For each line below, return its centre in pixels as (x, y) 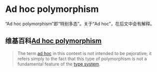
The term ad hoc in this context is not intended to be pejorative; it (84, 53)
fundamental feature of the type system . (59, 64)
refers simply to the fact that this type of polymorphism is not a (82, 58)
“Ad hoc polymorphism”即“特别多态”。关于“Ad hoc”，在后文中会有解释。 (80, 23)
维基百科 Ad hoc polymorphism (54, 41)
